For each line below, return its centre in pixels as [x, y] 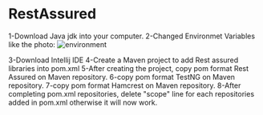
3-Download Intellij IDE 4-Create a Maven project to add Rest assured [123, 60]
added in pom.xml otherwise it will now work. [83, 102]
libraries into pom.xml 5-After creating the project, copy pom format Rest [129, 68]
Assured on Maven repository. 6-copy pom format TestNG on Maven [121, 77]
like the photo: [32, 44]
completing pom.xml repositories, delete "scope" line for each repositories [131, 93]
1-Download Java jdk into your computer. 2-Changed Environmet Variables [131, 36]
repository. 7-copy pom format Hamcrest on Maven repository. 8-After [125, 85]
